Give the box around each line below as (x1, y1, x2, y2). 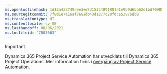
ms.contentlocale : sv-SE (5, 21, 57, 26)
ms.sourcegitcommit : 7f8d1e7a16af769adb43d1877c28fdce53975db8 (5, 12, 139, 17)
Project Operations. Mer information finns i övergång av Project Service (5, 59, 152, 64)
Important (5, 44, 25, 49)
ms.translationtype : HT (5, 16, 55, 21)
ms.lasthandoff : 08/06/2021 (5, 26, 64, 31)
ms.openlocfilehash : (5, 7, 48, 12)
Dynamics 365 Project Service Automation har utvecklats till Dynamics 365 (5, 53, 159, 59)
